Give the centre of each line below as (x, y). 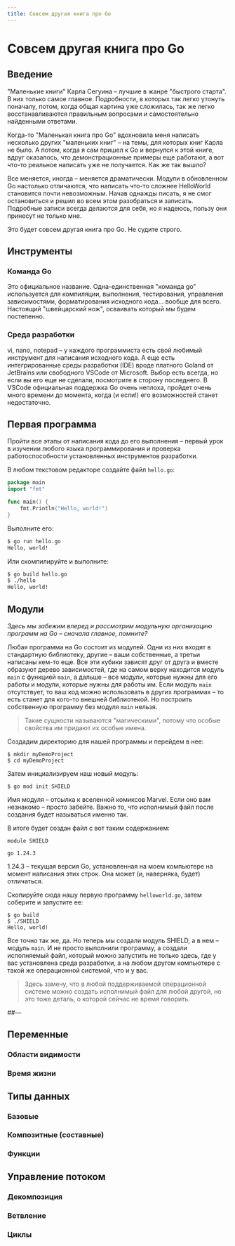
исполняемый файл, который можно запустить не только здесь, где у (112, 955)
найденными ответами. (42, 121)
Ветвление (27, 1215)
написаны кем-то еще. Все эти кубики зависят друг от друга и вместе (113, 662)
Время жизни (32, 1074)
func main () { (28, 502)
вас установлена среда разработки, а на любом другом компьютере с (114, 963)
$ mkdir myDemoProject (40, 754)
